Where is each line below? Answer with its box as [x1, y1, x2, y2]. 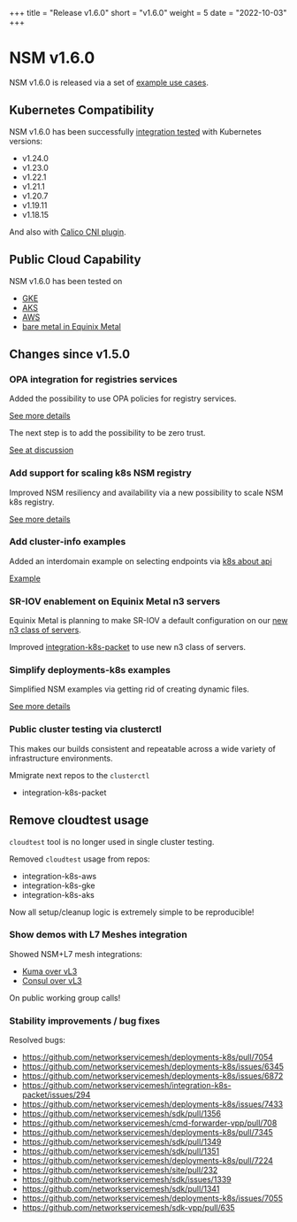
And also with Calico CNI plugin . [9, 226, 126, 237]
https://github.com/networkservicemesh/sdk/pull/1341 [21, 1184, 220, 1195]
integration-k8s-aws [21, 870, 97, 881]
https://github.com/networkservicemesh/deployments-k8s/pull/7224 [21, 1156, 274, 1166]
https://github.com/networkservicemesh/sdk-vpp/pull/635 [21, 1203, 236, 1213]
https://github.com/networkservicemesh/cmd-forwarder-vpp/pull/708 [21, 1118, 278, 1128]
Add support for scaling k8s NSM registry [9, 467, 192, 479]
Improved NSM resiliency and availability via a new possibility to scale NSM [9, 487, 284, 498]
